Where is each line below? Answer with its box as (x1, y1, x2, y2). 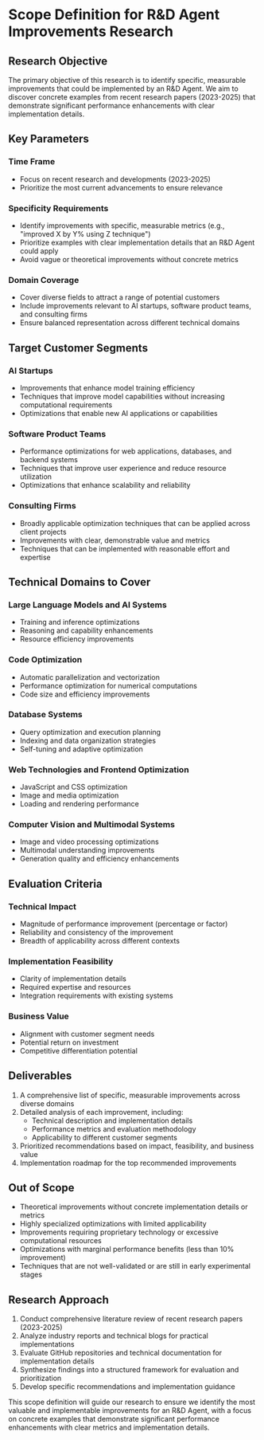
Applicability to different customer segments (31, 1132, 177, 1142)
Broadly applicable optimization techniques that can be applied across (19, 518, 250, 528)
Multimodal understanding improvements (19, 846, 155, 855)
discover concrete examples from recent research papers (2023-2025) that (8, 92, 256, 101)
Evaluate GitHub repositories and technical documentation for (19, 1348, 223, 1358)
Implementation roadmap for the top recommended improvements (19, 1158, 237, 1167)
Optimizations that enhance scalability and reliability (19, 481, 191, 490)
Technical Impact (8, 900, 77, 912)
